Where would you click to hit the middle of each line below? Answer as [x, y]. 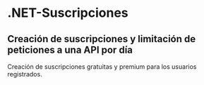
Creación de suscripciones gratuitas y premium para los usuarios [102, 67]
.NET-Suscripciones [68, 13]
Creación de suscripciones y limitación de [102, 39]
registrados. [25, 74]
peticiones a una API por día [70, 50]
